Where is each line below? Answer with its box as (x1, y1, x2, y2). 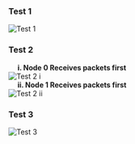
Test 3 (8, 108, 34, 120)
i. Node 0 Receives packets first (17, 62, 127, 72)
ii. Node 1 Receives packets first (17, 79, 127, 90)
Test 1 (8, 6, 32, 17)
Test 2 (8, 44, 34, 56)
